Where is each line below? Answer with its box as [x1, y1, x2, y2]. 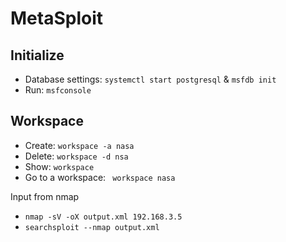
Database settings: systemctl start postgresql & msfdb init [24, 73, 277, 85]
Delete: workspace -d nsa [24, 150, 129, 162]
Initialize [10, 47, 65, 64]
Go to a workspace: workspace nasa [24, 171, 176, 183]
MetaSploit [10, 7, 103, 30]
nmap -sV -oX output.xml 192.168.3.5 [24, 212, 183, 222]
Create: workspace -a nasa [24, 139, 135, 151]
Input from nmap [10, 190, 80, 202]
